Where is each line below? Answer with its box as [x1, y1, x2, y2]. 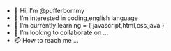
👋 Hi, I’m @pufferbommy [13, 7, 85, 14]
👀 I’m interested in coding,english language [13, 14, 138, 22]
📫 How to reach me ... [13, 37, 79, 44]
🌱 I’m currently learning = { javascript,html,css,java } [13, 21, 165, 29]
